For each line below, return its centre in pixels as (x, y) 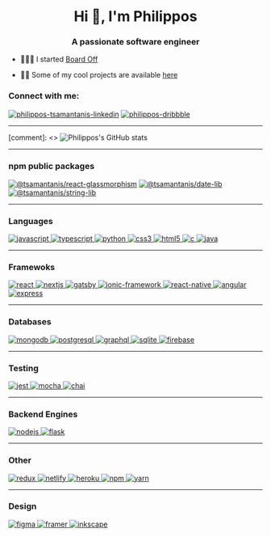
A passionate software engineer (135, 42)
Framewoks (32, 267)
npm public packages (52, 167)
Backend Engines (43, 414)
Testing (23, 368)
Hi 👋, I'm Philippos (135, 17)
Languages (31, 221)
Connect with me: (44, 96)
